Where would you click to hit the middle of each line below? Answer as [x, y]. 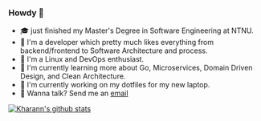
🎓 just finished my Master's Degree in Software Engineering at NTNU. [137, 30]
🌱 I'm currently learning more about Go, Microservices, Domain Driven [136, 68]
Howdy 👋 [26, 13]
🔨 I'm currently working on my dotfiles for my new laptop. [115, 85]
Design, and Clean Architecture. [73, 76]
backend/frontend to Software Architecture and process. [114, 50]
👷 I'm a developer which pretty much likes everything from [117, 42]
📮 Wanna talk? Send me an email [74, 93]
